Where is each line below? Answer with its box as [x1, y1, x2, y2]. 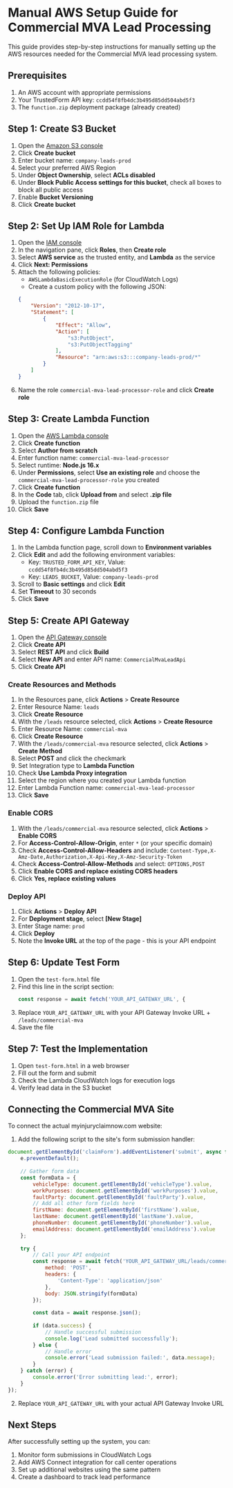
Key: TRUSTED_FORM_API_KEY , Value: [28, 558, 127, 567]
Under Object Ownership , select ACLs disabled [17, 171, 156, 179]
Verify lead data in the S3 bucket [17, 1083, 111, 1092]
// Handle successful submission [44, 1328, 141, 1336]
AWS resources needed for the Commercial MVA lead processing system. [8, 50, 218, 58]
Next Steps [8, 1420, 57, 1431]
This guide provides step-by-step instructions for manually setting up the [8, 42, 216, 50]
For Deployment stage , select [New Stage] [17, 915, 142, 923]
